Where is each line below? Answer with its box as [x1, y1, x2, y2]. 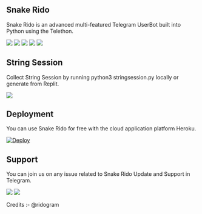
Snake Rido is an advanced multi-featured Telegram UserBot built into [6, 21, 181, 28]
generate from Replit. [6, 80, 59, 87]
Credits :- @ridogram [6, 201, 59, 209]
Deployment [6, 109, 54, 119]
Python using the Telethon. [6, 27, 74, 35]
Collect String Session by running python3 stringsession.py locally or [6, 73, 179, 81]
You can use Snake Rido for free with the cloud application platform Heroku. [6, 125, 197, 132]
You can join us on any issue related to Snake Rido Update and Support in [6, 170, 190, 178]
